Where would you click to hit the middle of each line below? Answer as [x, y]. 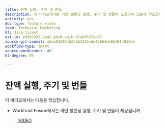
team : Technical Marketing [33, 28]
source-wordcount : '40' [29, 51]
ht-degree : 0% [20, 55]
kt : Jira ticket [22, 32]
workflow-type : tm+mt [27, 46]
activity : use [20, 19]
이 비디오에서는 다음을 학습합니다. [37, 100]
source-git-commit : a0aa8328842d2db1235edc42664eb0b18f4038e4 [70, 42]
